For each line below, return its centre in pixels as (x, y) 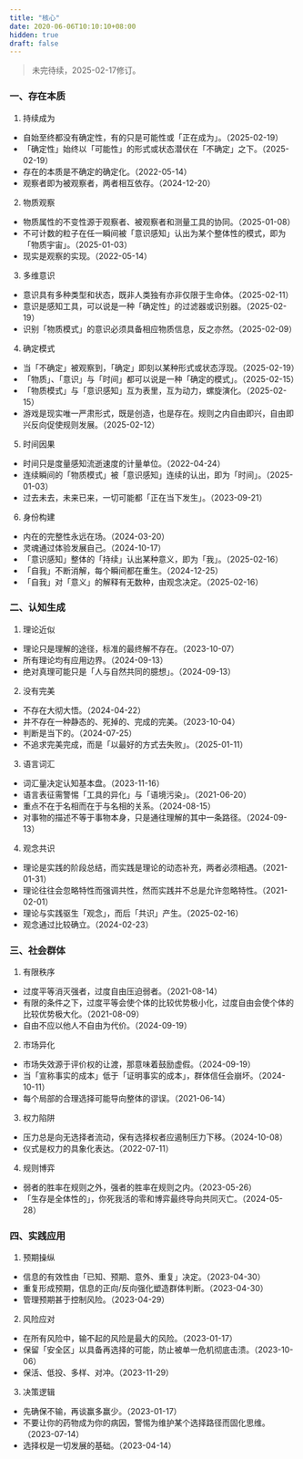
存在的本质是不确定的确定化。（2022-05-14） (107, 171)
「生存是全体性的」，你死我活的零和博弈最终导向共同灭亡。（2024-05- (153, 1199)
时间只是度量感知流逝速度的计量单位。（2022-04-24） (124, 463)
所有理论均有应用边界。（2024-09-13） (95, 660)
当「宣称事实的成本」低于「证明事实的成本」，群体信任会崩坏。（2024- (154, 1076)
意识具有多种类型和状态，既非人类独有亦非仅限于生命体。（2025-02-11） (158, 295)
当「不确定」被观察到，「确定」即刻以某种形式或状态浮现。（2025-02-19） (161, 367)
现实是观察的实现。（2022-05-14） (87, 255)
